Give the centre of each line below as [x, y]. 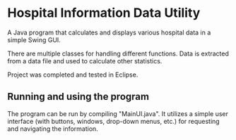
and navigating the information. [53, 129]
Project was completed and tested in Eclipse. [73, 75]
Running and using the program [78, 97]
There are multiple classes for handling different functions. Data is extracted [118, 53]
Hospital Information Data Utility [104, 13]
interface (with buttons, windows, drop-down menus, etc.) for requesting [114, 121]
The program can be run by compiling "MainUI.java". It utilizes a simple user [118, 113]
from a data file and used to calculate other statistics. [85, 61]
